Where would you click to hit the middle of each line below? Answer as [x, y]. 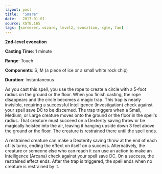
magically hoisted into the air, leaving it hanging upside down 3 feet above [80, 126]
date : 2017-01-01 [25, 19]
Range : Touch [19, 61]
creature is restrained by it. [32, 167]
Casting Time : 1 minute [29, 51]
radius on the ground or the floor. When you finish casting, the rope [73, 95]
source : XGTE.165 [23, 23]
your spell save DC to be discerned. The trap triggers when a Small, [73, 110]
